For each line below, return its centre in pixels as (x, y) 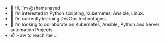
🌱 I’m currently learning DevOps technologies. (58, 19)
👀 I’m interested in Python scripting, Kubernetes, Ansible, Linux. (77, 13)
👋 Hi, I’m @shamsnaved (35, 8)
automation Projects (31, 30)
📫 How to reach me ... (34, 35)
